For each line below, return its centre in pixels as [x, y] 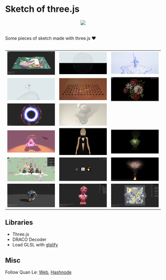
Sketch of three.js [42, 9]
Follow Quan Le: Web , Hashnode [38, 272]
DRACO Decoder [29, 240]
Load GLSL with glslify [35, 245]
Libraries [19, 222]
